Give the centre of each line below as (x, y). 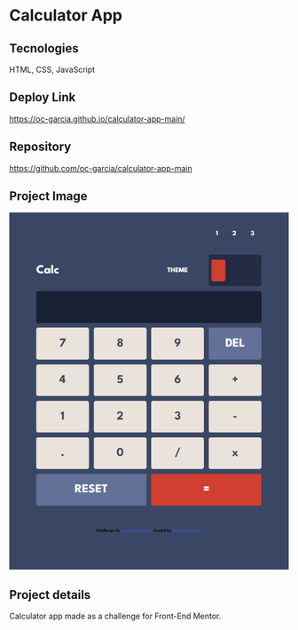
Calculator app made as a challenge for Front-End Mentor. (115, 616)
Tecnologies (44, 48)
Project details (50, 595)
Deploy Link (43, 97)
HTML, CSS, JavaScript (52, 69)
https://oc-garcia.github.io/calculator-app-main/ (97, 119)
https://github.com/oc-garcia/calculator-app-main (101, 168)
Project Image (48, 196)
